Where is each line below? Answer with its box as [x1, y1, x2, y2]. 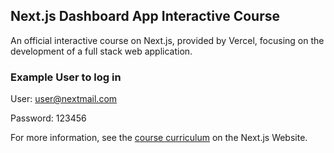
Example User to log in [10, 70, 122, 84]
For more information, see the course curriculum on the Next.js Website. [10, 132, 308, 144]
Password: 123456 [10, 112, 87, 124]
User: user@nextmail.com [10, 93, 118, 105]
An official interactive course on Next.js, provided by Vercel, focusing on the [10, 34, 325, 46]
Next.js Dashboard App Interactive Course [10, 8, 280, 25]
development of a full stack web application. [10, 45, 193, 57]
